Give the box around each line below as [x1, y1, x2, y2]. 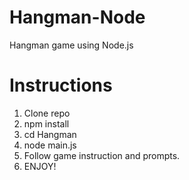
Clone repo [23, 107, 71, 119]
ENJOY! [23, 160, 57, 172]
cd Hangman [23, 128, 77, 140]
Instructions [9, 74, 113, 97]
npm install [23, 117, 70, 130]
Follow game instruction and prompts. [23, 149, 181, 161]
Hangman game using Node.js [9, 39, 134, 51]
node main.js [23, 139, 77, 151]
